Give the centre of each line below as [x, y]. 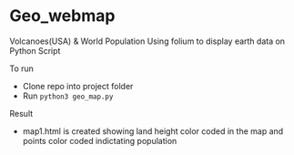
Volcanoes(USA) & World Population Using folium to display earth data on [147, 41]
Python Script [35, 50]
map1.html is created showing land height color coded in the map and [153, 131]
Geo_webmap [62, 16]
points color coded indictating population [100, 140]
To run [22, 68]
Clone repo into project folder [78, 86]
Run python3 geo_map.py [68, 96]
